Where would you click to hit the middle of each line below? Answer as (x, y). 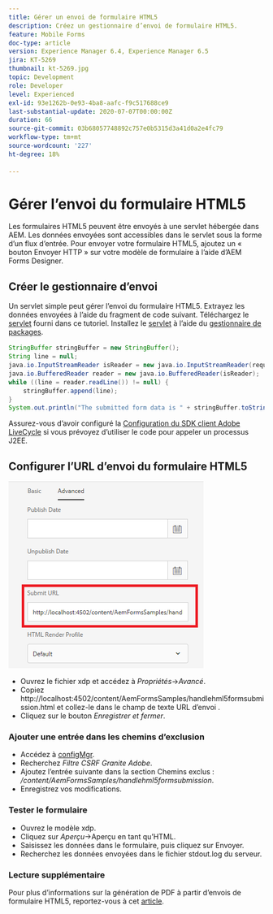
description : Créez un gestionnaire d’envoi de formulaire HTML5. (123, 26)
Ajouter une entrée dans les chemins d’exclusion (106, 737)
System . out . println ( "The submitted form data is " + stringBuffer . (125, 408)
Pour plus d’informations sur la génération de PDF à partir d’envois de (125, 892)
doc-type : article (39, 43)
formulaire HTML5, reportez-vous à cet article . (87, 901)
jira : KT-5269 (32, 60)
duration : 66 (30, 120)
